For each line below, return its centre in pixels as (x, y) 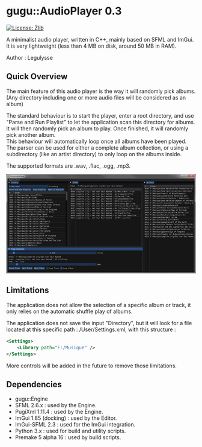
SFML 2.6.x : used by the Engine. (56, 405)
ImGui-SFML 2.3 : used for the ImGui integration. (75, 425)
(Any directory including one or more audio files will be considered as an (96, 97)
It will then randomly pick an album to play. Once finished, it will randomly (97, 128)
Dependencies (34, 384)
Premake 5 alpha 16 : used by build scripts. (68, 437)
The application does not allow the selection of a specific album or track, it (99, 305)
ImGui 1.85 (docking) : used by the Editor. (66, 418)
